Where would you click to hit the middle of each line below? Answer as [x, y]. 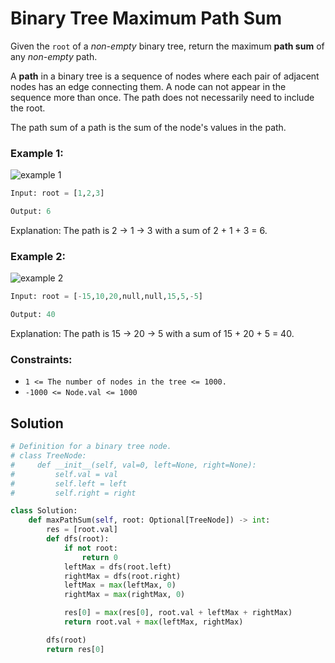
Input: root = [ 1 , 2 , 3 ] [57, 193]
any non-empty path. [54, 56]
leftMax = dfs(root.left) [117, 567]
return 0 [99, 557]
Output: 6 [31, 212]
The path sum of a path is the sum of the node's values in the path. [148, 127]
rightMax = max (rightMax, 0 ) [124, 595]
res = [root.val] [82, 530]
